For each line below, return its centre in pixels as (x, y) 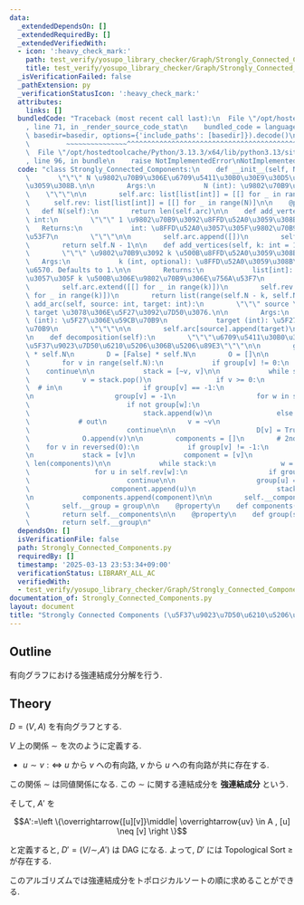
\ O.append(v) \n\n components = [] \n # (153, 438)
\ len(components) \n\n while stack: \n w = (160, 464)
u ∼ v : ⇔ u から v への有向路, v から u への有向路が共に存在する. (146, 765)
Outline (30, 652)
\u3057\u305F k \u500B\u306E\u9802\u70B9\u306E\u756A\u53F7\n (145, 279)
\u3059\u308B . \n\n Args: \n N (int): (131, 186)
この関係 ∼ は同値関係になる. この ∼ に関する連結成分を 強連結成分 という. (149, 785)
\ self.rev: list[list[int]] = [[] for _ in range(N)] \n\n (149, 203)
